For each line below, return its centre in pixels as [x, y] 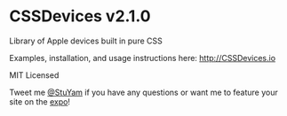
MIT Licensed [34, 75]
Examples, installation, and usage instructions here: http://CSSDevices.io [143, 58]
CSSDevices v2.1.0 [80, 16]
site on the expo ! [40, 101]
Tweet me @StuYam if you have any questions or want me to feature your [143, 92]
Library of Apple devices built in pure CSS [86, 41]
